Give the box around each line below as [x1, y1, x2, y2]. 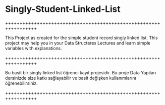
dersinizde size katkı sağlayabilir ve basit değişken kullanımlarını [5, 75, 136, 81]
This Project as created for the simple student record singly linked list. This [5, 35, 158, 41]
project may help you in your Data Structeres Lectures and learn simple [5, 40, 151, 46]
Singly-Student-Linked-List [5, 3, 120, 15]
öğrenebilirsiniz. [5, 80, 38, 86]
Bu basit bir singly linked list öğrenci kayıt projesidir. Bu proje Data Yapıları [5, 69, 156, 75]
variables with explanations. [5, 45, 62, 51]
